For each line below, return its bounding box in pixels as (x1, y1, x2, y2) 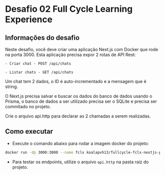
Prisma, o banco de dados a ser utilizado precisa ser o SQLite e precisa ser (5, 98, 157, 104)
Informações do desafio (5, 33, 80, 42)
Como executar (5, 127, 53, 136)
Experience (5, 14, 53, 25)
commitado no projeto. (5, 104, 51, 109)
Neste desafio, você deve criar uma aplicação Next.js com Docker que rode (5, 47, 159, 52)
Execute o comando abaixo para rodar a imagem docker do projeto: (12, 140, 149, 146)
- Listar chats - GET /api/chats (5, 70, 74, 75)
